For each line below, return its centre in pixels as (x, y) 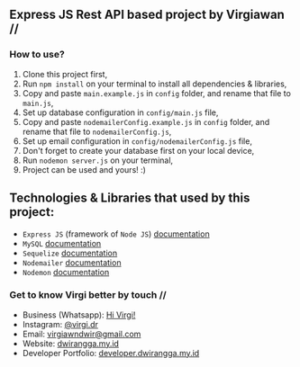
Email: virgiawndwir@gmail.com (82, 334)
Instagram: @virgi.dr (60, 324)
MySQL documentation (62, 243)
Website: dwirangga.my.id (71, 343)
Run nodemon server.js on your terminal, (98, 160)
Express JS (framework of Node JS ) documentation (116, 234)
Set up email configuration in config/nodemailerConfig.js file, (137, 141)
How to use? (37, 55)
